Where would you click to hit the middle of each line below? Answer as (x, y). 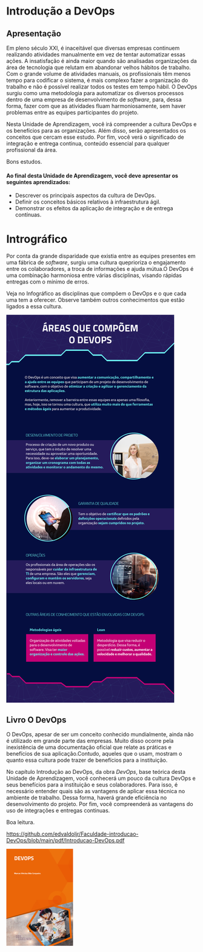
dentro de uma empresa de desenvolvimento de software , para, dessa (94, 99)
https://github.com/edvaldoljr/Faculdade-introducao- (72, 834)
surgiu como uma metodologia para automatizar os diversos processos (95, 93)
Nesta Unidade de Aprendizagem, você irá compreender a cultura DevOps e (101, 124)
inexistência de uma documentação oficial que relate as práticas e (89, 747)
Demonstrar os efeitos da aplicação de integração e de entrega (94, 208)
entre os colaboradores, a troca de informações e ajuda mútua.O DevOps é (100, 269)
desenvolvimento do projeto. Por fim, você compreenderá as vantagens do (100, 804)
